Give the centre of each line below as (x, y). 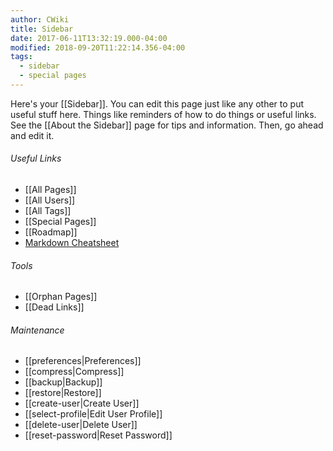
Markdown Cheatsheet (72, 243)
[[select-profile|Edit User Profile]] (93, 414)
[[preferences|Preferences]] (83, 361)
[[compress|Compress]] (74, 372)
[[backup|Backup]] (63, 382)
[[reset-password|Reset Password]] (98, 435)
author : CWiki (40, 19)
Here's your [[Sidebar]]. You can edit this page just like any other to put (157, 103)
